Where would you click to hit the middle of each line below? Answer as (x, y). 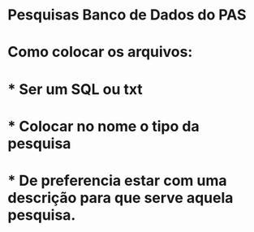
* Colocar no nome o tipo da (103, 126)
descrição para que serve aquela (121, 198)
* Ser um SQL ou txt (75, 89)
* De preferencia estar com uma (117, 180)
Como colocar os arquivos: (100, 52)
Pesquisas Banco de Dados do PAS (127, 15)
